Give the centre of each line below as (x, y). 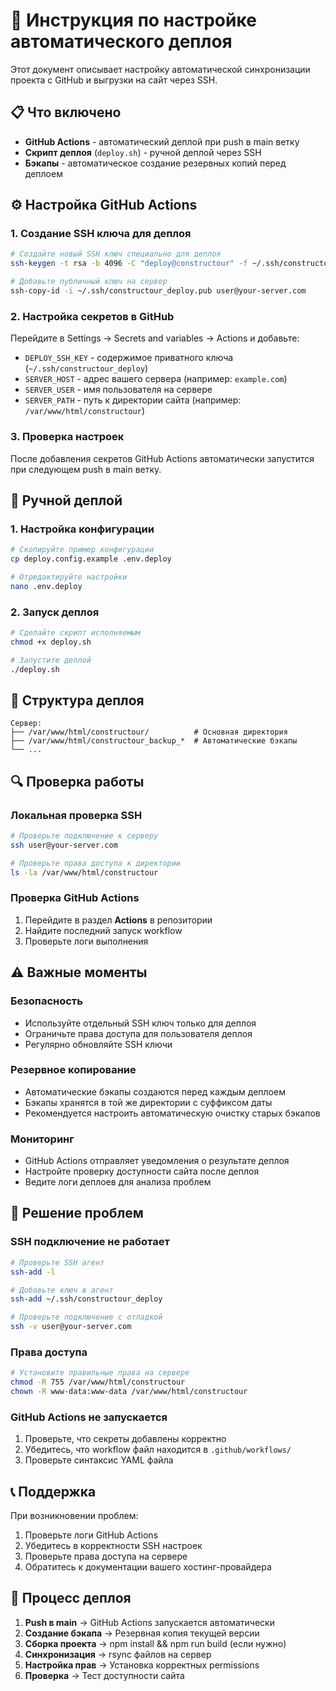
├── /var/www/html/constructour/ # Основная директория (149, 732)
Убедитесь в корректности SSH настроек (113, 1546)
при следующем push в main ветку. (86, 469)
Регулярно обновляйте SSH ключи (98, 1044)
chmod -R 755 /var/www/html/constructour (98, 1382)
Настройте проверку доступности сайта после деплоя (142, 1171)
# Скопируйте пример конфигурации (82, 550)
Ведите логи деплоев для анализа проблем (118, 1182)
